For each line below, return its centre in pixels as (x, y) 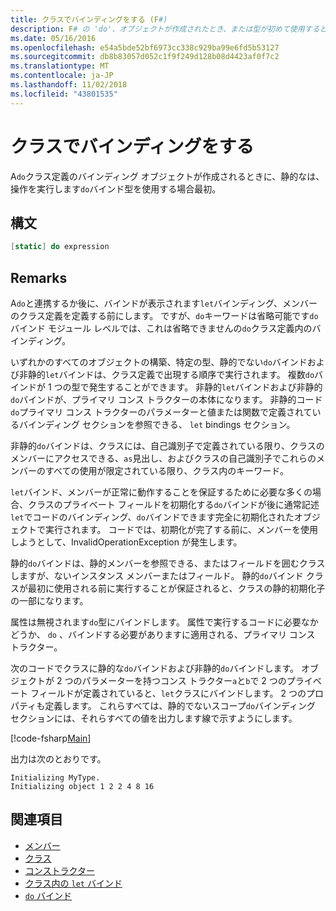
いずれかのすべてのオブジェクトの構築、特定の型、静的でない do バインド (159, 362)
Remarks (39, 277)
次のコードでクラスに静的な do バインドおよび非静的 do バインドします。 (154, 668)
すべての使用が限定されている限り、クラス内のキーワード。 (166, 471)
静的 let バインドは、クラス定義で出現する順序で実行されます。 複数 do (171, 375)
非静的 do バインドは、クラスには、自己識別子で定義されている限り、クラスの (167, 446)
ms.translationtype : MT (60, 66)
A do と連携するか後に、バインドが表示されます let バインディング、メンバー (164, 303)
